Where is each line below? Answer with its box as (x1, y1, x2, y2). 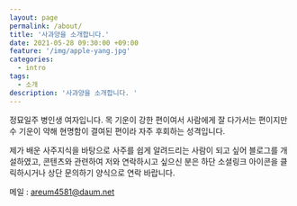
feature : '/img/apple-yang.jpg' (9, 47, 130, 56)
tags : (9, 72, 30, 81)
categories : (9, 55, 54, 64)
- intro (17, 64, 47, 73)
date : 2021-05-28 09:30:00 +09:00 (9, 38, 139, 48)
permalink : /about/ (9, 22, 83, 31)
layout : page (9, 13, 58, 22)
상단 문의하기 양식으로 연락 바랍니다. (48, 167, 175, 178)
